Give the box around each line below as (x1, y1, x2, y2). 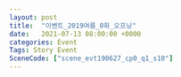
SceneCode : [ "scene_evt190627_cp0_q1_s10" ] (9, 54, 174, 63)
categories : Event (9, 37, 78, 47)
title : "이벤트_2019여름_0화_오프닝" (9, 21, 136, 30)
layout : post (9, 12, 58, 22)
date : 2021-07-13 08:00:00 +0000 (9, 29, 142, 38)
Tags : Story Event (9, 46, 78, 55)
